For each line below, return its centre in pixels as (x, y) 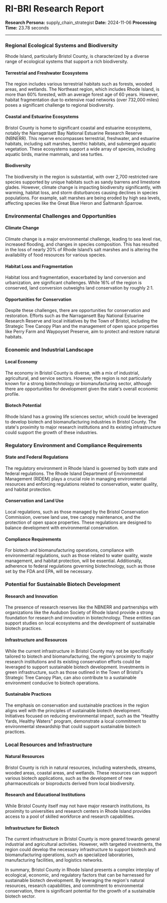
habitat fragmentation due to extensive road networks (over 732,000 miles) (82, 100)
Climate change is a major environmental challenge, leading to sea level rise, (83, 239)
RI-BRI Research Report (55, 9)
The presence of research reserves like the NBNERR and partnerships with (82, 607)
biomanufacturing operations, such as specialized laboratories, (70, 855)
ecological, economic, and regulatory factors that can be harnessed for (78, 875)
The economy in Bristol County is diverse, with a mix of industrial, (72, 373)
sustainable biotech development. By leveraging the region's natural (75, 881)
